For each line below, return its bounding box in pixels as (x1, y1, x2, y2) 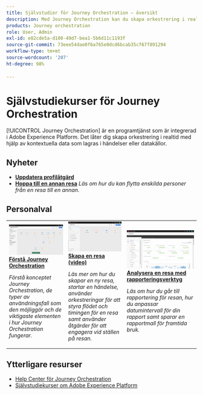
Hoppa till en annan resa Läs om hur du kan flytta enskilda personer (14, 180, 186, 187)
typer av (8, 293, 30, 300)
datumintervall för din (126, 307, 181, 314)
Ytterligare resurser (6, 359, 83, 370)
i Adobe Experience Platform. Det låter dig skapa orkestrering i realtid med (6, 133, 192, 141)
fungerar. (8, 332, 33, 339)
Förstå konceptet (8, 274, 51, 281)
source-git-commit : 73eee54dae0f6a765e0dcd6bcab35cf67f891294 (6, 42, 166, 48)
